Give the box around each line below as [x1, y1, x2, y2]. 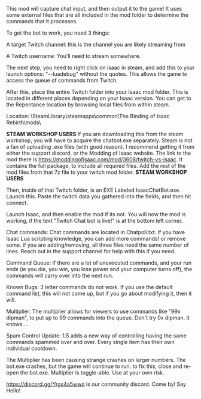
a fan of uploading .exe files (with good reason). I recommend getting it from [6, 143, 195, 150]
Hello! [6, 387, 21, 394]
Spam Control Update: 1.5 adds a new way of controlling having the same [6, 332, 187, 339]
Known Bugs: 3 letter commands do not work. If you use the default [6, 284, 173, 290]
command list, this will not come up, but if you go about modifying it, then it [6, 290, 192, 297]
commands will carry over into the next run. [6, 272, 114, 279]
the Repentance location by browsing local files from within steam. [6, 101, 170, 108]
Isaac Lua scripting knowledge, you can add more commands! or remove [6, 235, 186, 242]
